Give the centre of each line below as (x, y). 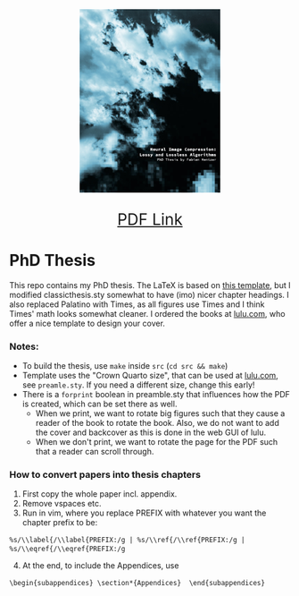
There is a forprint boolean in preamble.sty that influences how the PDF (156, 395)
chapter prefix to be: (60, 523)
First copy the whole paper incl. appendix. (100, 494)
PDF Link (150, 219)
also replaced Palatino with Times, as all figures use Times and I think (137, 304)
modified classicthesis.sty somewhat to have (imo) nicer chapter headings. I (149, 294)
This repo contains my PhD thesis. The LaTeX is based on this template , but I (150, 285)
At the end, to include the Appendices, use (100, 566)
